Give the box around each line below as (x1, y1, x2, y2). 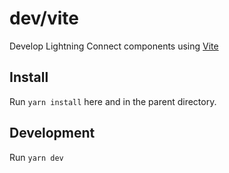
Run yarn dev (9, 151, 64, 163)
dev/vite (9, 7, 79, 30)
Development (9, 125, 96, 142)
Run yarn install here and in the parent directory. (9, 95, 217, 107)
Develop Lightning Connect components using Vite (9, 40, 219, 52)
